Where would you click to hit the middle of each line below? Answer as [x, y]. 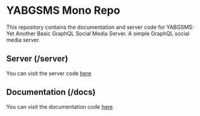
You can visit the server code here [49, 73]
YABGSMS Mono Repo [63, 11]
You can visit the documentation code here [60, 106]
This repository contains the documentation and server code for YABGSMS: [100, 27]
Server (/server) [37, 59]
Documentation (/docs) [51, 92]
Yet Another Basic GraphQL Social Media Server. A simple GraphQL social [98, 33]
